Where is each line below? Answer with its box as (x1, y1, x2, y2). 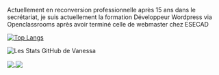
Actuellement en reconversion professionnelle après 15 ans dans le (7, 6, 196, 14)
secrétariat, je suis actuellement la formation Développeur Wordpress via (7, 13, 212, 21)
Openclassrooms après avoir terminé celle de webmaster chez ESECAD (7, 20, 209, 28)
